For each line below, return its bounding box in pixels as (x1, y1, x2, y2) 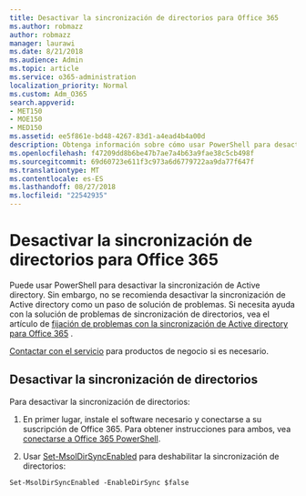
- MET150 (9, 106, 43, 116)
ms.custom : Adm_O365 (9, 89, 88, 98)
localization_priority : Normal (9, 81, 128, 90)
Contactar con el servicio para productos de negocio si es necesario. (9, 345, 269, 356)
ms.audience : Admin (9, 56, 84, 65)
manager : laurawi (9, 38, 76, 48)
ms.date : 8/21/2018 (9, 47, 84, 56)
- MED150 (9, 124, 43, 133)
